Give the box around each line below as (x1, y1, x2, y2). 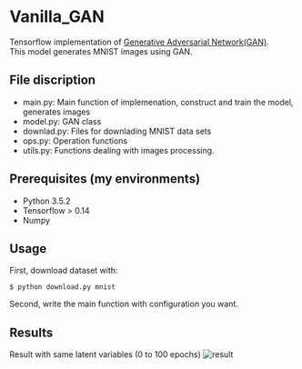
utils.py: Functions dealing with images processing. (22, 145, 216, 155)
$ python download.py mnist (9, 283, 116, 292)
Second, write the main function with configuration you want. (9, 298, 238, 310)
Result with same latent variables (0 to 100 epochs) (9, 349, 202, 360)
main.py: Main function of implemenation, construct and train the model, (22, 96, 294, 107)
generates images (22, 106, 91, 117)
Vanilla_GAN (9, 6, 105, 27)
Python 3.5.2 (22, 195, 71, 206)
